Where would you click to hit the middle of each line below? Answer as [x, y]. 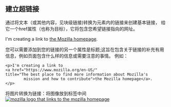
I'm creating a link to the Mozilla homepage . [52, 39]
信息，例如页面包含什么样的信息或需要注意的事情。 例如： [67, 56]
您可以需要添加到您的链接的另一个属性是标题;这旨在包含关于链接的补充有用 [85, 49]
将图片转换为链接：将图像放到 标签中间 [46, 93]
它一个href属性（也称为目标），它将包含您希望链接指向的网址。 [71, 29]
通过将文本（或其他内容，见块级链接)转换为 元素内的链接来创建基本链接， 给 [85, 22]
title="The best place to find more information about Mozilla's [77, 74]
